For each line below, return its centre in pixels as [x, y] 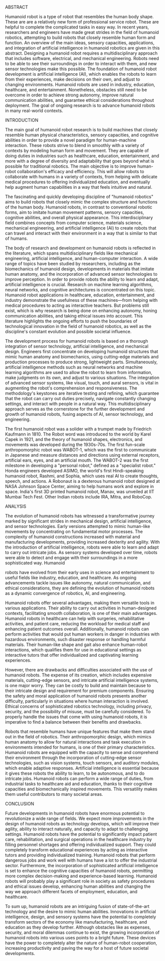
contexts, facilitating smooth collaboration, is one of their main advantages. [81, 613]
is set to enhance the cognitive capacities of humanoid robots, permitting [79, 871]
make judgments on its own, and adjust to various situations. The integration [82, 378]
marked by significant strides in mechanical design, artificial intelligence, [79, 521]
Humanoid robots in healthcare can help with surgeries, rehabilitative [75, 618]
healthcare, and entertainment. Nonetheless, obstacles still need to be [76, 90]
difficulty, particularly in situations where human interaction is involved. [77, 701]
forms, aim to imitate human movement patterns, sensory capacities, [75, 212]
